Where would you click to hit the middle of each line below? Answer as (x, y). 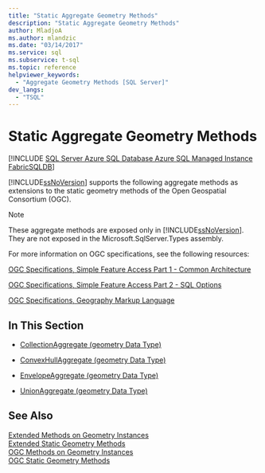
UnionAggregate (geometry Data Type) (84, 391)
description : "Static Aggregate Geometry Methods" (94, 23)
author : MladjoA (35, 30)
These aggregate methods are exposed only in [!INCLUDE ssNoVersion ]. (126, 230)
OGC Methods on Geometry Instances (71, 451)
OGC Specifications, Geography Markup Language (92, 300)
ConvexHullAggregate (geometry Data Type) (93, 360)
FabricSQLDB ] (32, 167)
